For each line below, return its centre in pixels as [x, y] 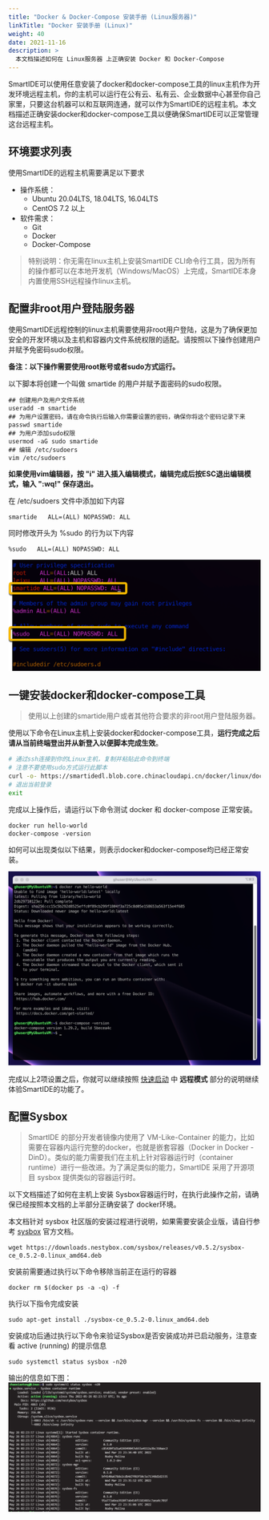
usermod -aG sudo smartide [53, 441]
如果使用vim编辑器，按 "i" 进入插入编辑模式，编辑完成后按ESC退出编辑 [126, 474]
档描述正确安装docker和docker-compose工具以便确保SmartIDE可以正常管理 [134, 114]
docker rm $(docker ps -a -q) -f [64, 1288]
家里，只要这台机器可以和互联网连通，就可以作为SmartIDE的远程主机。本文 [132, 104]
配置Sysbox [38, 1117]
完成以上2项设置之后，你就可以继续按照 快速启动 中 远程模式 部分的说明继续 [134, 1079]
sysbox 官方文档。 [48, 1231]
